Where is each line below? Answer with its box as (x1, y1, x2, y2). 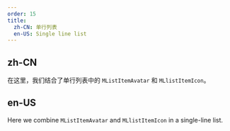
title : (7, 17, 27, 24)
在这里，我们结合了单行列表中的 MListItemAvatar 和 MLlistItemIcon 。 (7, 76, 210, 85)
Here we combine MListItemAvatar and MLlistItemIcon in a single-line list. (7, 115, 224, 124)
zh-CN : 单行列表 (13, 23, 58, 30)
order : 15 (7, 10, 37, 18)
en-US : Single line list (13, 30, 87, 38)
